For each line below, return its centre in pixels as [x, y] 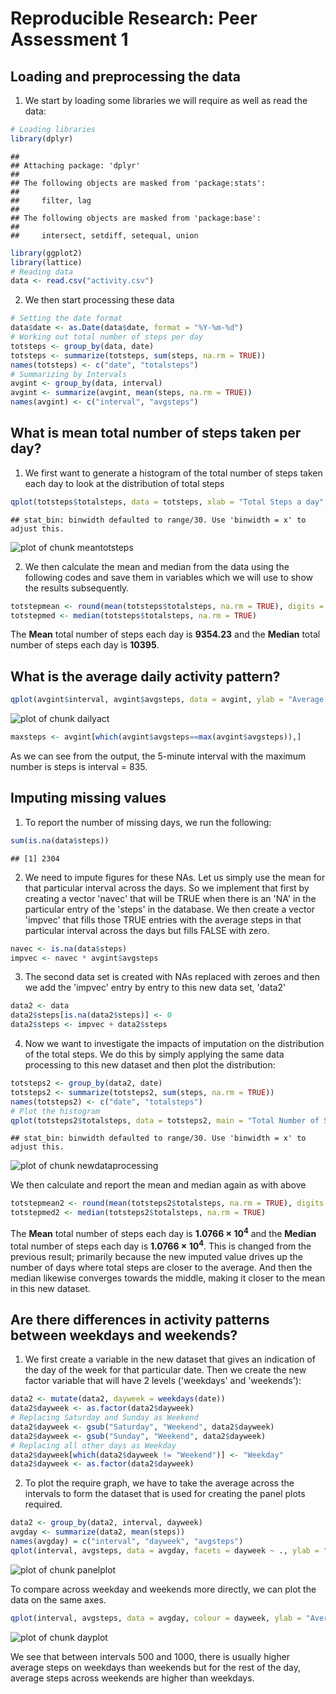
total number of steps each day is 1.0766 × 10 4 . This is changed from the [161, 1245]
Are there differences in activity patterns [140, 1319]
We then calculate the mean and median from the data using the [157, 566]
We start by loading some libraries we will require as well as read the [166, 100]
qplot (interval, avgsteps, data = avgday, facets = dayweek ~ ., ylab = [165, 1550]
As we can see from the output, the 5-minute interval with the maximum [158, 756]
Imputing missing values [88, 798]
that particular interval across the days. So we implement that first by [167, 888]
